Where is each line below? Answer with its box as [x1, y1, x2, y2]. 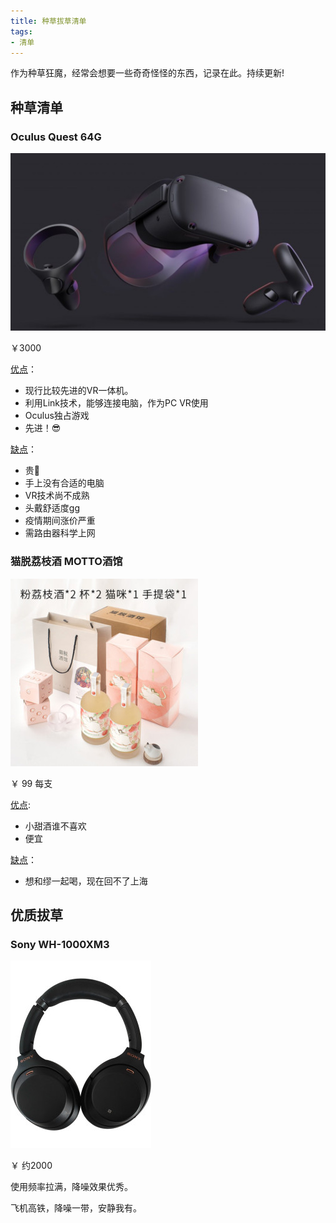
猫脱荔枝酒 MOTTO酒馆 [10, 555, 123, 569]
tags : [10, 26, 33, 37]
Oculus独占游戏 [24, 410, 90, 422]
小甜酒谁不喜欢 [24, 820, 87, 832]
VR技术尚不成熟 [24, 490, 90, 502]
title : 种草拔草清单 [10, 16, 87, 26]
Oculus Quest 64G [10, 130, 102, 144]
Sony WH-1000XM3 [10, 937, 110, 951]
